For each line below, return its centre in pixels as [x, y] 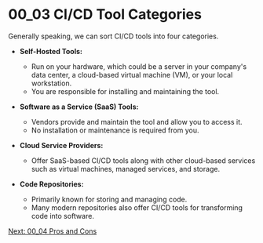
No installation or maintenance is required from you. [115, 130]
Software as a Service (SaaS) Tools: [79, 107]
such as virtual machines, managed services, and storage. [126, 169]
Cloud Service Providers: [61, 145]
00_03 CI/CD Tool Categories [105, 15]
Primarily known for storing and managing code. [109, 199]
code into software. [62, 216]
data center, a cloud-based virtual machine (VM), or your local [132, 74]
